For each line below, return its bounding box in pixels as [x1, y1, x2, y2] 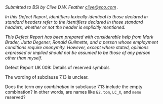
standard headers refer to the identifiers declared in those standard [5, 19, 143, 25]
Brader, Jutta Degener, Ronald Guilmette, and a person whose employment [5, 39, 158, 45]
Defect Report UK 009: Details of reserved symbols [5, 64, 110, 70]
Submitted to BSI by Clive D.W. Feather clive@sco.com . [5, 4, 119, 10]
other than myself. [5, 55, 42, 61]
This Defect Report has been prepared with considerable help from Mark [5, 34, 154, 40]
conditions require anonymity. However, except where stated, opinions [5, 45, 149, 50]
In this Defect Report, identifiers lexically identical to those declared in [5, 14, 148, 19]
